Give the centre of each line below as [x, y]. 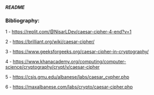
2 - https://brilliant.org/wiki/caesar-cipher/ [50, 42]
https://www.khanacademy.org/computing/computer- [69, 62]
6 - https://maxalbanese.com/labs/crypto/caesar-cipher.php [69, 87]
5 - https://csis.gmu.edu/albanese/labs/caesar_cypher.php [67, 77]
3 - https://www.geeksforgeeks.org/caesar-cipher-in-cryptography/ [77, 52]
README [15, 7]
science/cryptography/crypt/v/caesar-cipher [53, 67]
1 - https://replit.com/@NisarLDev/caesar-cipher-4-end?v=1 [69, 32]
